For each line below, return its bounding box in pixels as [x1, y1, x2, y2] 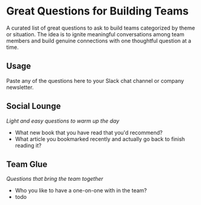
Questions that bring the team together [6, 175, 104, 183]
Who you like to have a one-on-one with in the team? [14, 187, 147, 194]
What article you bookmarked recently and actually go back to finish [14, 135, 185, 143]
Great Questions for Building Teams [6, 4, 189, 18]
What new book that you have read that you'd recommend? [14, 129, 163, 136]
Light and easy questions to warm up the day [6, 117, 120, 125]
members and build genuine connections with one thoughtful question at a [6, 37, 191, 44]
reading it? [14, 142, 42, 149]
